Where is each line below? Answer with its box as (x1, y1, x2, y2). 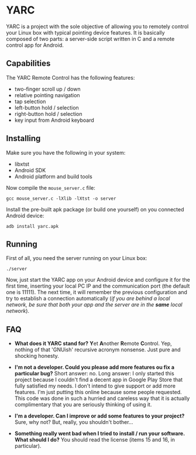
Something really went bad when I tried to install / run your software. (14, 430, 185, 437)
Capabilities (6, 59, 51, 69)
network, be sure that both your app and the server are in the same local (6, 301, 183, 308)
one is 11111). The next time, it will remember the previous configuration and (6, 289, 187, 296)
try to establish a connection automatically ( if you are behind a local (6, 295, 170, 302)
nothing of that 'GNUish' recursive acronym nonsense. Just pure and (14, 346, 181, 353)
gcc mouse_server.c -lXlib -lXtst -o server (6, 196, 116, 201)
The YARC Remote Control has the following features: (6, 74, 135, 81)
